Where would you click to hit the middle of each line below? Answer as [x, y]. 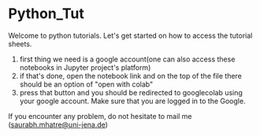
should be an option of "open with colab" [86, 84]
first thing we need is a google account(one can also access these [127, 59]
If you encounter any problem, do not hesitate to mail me [100, 116]
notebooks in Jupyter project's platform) [85, 67]
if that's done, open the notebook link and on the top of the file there [131, 76]
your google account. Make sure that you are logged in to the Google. [132, 101]
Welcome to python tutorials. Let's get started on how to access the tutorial [130, 35]
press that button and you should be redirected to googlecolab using [131, 92]
